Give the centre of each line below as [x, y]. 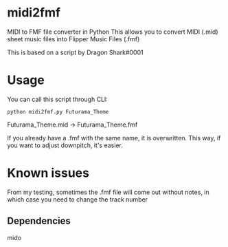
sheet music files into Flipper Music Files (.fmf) [73, 39]
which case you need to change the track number [78, 199]
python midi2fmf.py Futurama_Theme [58, 111]
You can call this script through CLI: [58, 99]
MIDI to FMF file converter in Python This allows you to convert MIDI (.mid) [113, 32]
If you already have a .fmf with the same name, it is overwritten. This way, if [114, 138]
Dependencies [39, 221]
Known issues [48, 173]
